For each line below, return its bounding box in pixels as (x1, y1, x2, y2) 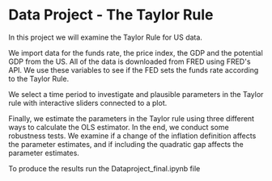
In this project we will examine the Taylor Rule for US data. (8, 32, 202, 42)
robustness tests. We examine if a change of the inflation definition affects (8, 131, 257, 141)
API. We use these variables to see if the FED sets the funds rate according (8, 65, 259, 74)
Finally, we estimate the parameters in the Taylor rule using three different (8, 113, 255, 123)
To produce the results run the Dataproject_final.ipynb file (8, 163, 201, 173)
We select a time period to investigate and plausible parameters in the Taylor (8, 89, 264, 99)
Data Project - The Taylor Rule (8, 6, 214, 24)
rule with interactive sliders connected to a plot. (8, 98, 168, 107)
